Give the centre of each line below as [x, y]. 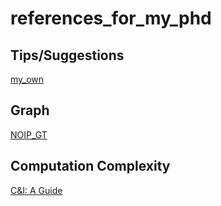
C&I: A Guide [36, 190]
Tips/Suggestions [67, 55]
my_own [27, 79]
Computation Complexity [90, 166]
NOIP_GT [29, 134]
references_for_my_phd [111, 18]
